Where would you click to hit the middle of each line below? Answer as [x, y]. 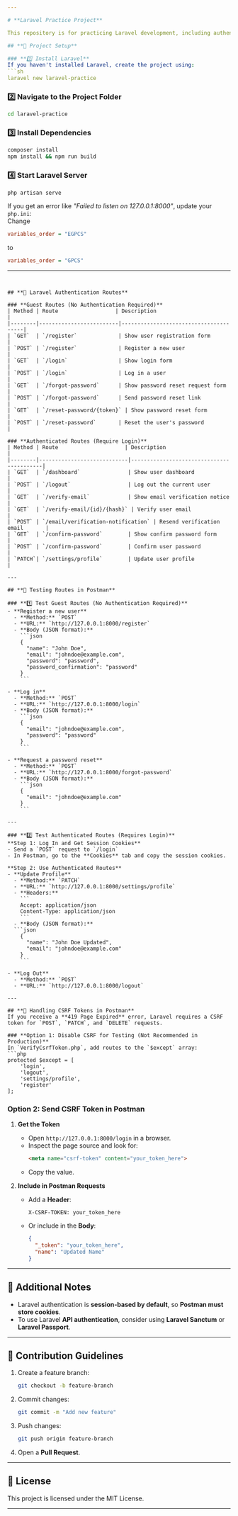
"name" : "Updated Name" [69, 1252]
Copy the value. [51, 1172]
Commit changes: [43, 1399]
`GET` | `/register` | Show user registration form [112, 336]
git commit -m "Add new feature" [67, 1413]
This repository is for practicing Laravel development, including [109, 33]
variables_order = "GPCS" [45, 261]
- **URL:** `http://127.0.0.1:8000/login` [77, 705]
